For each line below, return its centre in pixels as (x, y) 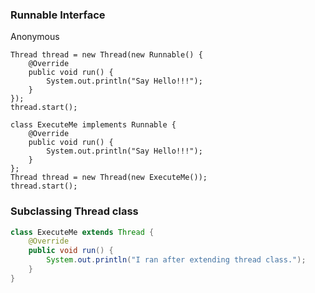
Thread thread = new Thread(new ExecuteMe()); (109, 178)
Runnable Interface (58, 15)
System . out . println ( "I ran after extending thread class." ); (176, 260)
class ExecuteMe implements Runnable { (93, 125)
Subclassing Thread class (74, 211)
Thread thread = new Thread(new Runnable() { (106, 55)
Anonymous (35, 37)
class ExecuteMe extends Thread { (82, 232)
